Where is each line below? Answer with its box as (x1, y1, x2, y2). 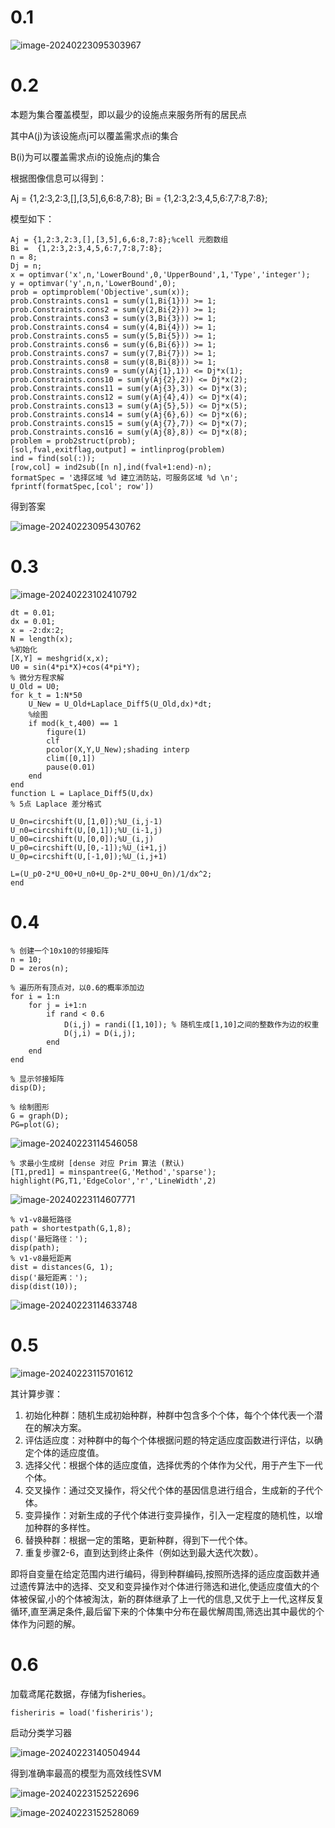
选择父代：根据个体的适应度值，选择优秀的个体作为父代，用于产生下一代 (24, 1459, 323, 1471)
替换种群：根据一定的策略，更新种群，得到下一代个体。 (24, 1534, 253, 1546)
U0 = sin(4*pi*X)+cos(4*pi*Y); (10, 662, 141, 672)
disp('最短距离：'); (10, 1272, 88, 1283)
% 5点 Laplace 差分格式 (10, 799, 102, 809)
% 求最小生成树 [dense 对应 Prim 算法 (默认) (10, 1158, 185, 1168)
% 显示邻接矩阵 (10, 1074, 65, 1084)
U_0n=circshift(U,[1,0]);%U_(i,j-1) (10, 816, 163, 826)
